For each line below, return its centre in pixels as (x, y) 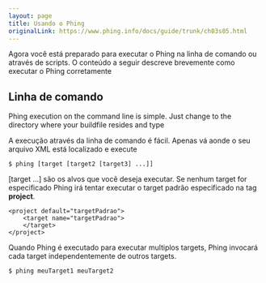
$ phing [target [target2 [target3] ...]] (81, 164)
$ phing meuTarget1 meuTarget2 (61, 271)
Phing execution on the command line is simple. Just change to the (120, 116)
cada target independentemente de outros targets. (93, 256)
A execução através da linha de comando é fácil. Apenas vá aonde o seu (129, 141)
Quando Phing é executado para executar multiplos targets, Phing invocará (133, 247)
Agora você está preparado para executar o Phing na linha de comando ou (133, 54)
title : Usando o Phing (46, 24)
